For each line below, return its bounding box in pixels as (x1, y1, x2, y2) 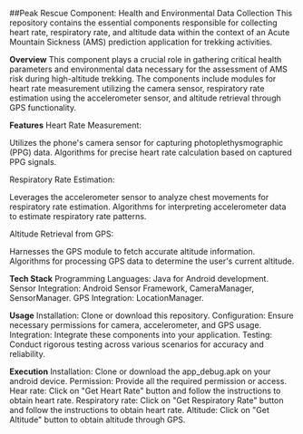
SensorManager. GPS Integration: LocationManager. (9, 293, 204, 303)
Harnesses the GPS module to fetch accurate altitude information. (9, 246, 256, 256)
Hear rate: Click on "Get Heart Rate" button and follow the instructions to (9, 385, 281, 396)
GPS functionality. (9, 102, 77, 112)
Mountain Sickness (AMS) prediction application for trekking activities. (9, 36, 273, 47)
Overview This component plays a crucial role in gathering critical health (9, 54, 282, 64)
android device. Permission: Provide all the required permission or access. (9, 376, 288, 386)
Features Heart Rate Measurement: (9, 120, 142, 130)
